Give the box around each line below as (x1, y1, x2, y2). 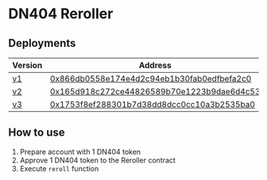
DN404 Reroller (8, 5, 114, 23)
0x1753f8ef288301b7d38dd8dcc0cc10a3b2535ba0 (50, 99, 256, 109)
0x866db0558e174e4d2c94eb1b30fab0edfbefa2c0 (50, 73, 252, 84)
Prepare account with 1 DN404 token (19, 147, 141, 156)
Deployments (8, 36, 76, 50)
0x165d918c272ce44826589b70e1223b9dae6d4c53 (50, 86, 261, 97)
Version (12, 60, 43, 71)
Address (138, 60, 172, 71)
